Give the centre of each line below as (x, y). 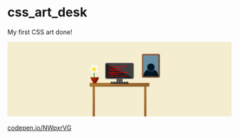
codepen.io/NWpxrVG (39, 128)
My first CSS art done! (40, 32)
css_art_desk (47, 12)
